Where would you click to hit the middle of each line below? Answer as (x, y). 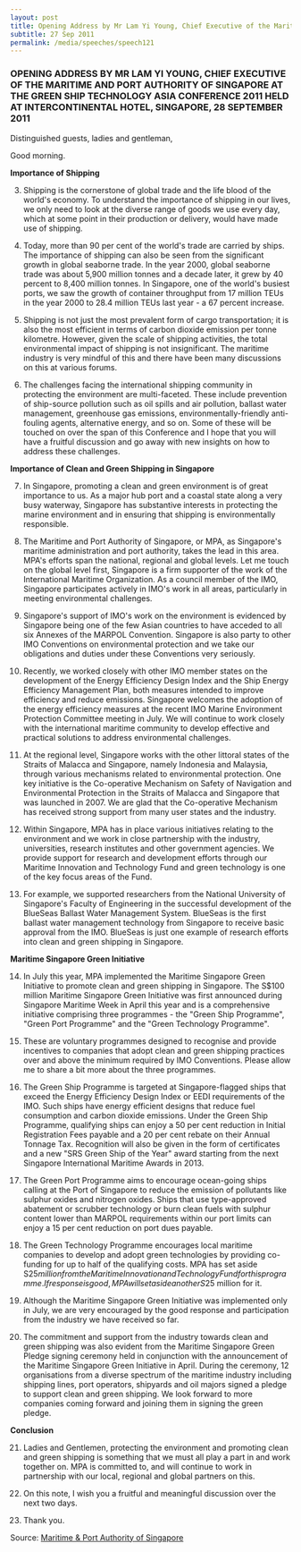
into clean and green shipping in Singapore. (103, 941)
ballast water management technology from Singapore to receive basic (154, 922)
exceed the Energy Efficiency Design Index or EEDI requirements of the (154, 1096)
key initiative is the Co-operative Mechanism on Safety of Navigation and (158, 783)
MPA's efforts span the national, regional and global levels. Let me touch (156, 560)
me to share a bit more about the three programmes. (120, 1069)
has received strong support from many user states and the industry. (150, 811)
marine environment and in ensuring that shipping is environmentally (149, 514)
